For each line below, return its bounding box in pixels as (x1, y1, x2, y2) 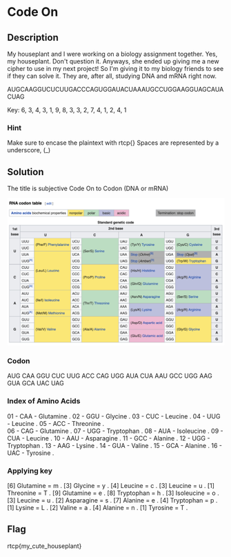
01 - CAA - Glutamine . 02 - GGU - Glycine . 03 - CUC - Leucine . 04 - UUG (7, 412, 221, 421)
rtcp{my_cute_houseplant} (7, 542, 82, 550)
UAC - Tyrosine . (7, 449, 54, 457)
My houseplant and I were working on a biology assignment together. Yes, (7, 50, 218, 58)
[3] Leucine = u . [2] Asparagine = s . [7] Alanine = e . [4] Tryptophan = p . (7, 496, 218, 505)
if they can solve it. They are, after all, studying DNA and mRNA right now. (7, 72, 217, 80)
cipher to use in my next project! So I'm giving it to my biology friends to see (7, 65, 224, 72)
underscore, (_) (7, 146, 51, 154)
